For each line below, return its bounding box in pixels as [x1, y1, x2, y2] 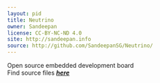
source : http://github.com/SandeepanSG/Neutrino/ [7, 42, 154, 49]
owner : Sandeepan [7, 23, 57, 30]
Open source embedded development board [7, 62, 134, 69]
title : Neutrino [7, 17, 54, 24]
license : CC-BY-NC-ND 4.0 [7, 29, 82, 37]
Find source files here [7, 68, 70, 77]
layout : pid [7, 10, 42, 17]
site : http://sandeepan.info [7, 36, 91, 43]
